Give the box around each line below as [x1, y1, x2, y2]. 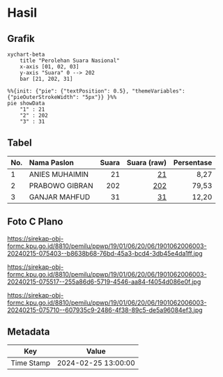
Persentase [173, 157, 213, 167]
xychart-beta [7, 51, 45, 58]
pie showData [7, 100, 45, 107]
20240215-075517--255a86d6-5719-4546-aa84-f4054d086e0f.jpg [7, 277, 201, 286]
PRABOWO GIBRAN [29, 180, 93, 190]
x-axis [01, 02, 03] [20, 63, 79, 70]
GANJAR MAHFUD [29, 192, 91, 201]
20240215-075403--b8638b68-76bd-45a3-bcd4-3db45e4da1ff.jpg [7, 249, 203, 257]
